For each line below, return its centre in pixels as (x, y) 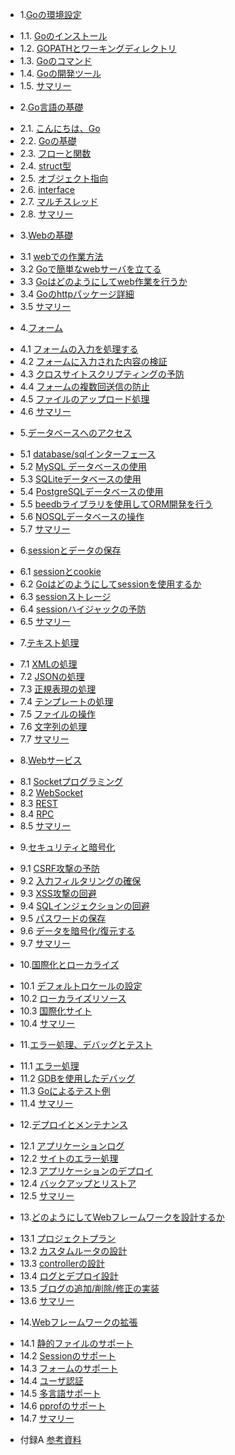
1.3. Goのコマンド (56, 61)
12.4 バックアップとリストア (78, 1183)
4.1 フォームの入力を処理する (79, 349)
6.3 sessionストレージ (65, 596)
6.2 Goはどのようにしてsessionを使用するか (110, 584)
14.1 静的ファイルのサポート (76, 1343)
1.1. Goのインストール (63, 36)
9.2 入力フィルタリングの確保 (80, 881)
